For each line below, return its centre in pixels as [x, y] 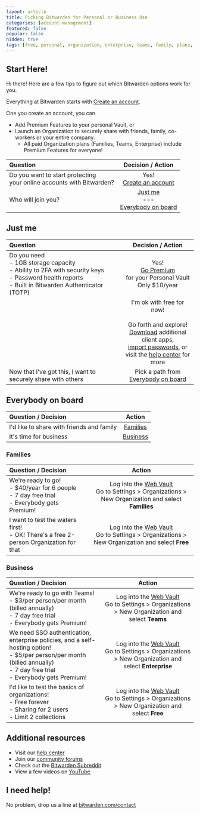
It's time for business [38, 437]
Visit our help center [40, 752]
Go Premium [158, 270]
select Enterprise [148, 666]
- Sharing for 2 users [39, 709]
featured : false [26, 28]
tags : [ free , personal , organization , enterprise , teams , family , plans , [100, 45]
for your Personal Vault [158, 277]
